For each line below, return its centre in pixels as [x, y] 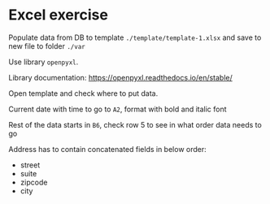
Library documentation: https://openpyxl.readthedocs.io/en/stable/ [121, 77]
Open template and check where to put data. [83, 93]
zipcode [34, 182]
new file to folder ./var [47, 46]
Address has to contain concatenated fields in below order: [108, 149]
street [30, 165]
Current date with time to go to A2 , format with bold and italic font [118, 109]
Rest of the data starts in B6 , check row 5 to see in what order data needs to [135, 124]
